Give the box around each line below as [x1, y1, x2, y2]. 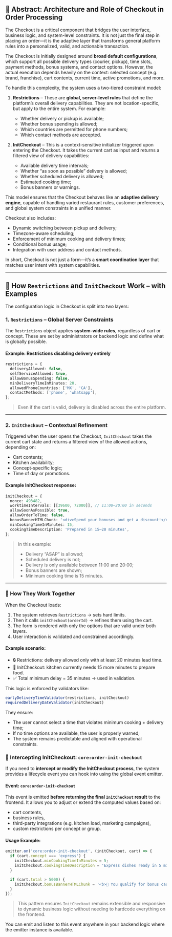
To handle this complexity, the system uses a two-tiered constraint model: [5, 84, 161, 91]
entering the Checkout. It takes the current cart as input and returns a [12, 147, 160, 153]
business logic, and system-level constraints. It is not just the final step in [5, 32, 160, 38]
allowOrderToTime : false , [10, 513, 66, 518]
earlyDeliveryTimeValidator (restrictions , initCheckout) [5, 695, 130, 700]
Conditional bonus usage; [12, 241, 67, 247]
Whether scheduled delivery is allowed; [20, 173, 104, 179]
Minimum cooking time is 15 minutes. [25, 572, 103, 579]
